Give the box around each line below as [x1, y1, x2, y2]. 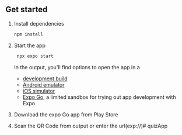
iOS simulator [22, 87, 55, 94]
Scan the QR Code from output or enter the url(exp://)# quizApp [13, 122, 168, 129]
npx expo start [16, 53, 54, 59]
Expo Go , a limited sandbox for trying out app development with [22, 93, 176, 101]
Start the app [13, 42, 46, 49]
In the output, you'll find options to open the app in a [13, 63, 141, 70]
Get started [5, 5, 48, 15]
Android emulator [22, 81, 65, 88]
